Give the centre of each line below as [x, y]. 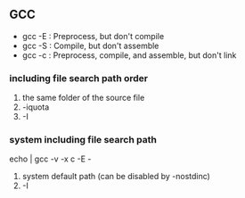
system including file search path [83, 140]
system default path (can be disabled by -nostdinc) [116, 177]
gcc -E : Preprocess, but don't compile [93, 36]
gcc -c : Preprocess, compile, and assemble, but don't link [129, 55]
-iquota [36, 107]
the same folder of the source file [83, 98]
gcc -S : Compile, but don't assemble [90, 45]
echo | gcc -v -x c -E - [50, 159]
